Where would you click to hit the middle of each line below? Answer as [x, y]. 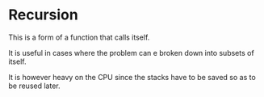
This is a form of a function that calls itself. [79, 37]
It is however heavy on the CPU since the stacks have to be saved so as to [132, 77]
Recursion [43, 15]
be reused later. [34, 86]
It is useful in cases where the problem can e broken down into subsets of [131, 53]
